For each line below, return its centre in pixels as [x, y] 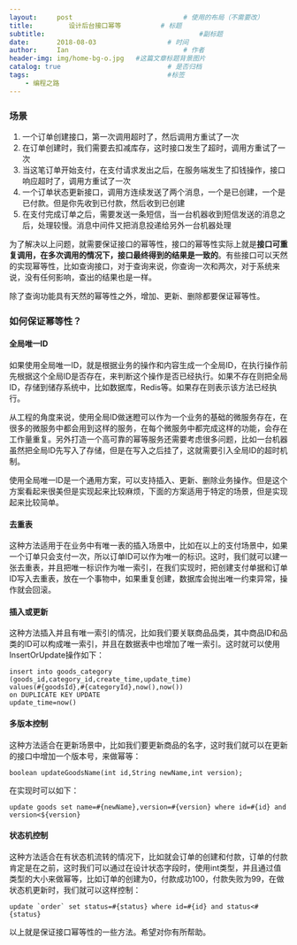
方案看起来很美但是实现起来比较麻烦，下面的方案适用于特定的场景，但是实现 [148, 491]
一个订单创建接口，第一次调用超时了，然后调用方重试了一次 [130, 136]
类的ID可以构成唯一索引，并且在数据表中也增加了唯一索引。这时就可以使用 [145, 644]
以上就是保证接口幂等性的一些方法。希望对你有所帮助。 [110, 932]
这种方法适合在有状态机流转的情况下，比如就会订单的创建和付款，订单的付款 [148, 857]
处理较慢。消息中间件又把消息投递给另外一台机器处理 [134, 225]
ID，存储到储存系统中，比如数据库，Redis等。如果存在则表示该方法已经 [139, 388]
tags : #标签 [97, 75]
